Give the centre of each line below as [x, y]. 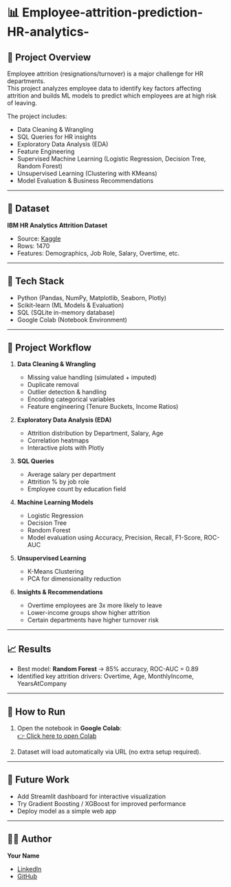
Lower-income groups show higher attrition [89, 613]
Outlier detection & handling [67, 392]
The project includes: [37, 116]
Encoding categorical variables [71, 399]
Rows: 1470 [33, 246]
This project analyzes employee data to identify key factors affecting [104, 88]
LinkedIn [29, 868]
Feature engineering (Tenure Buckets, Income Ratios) [103, 407]
